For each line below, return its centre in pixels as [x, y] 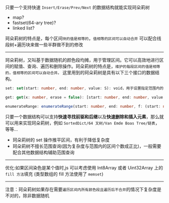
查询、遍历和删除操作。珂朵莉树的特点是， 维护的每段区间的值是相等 [94, 66]
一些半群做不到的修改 [61, 45]
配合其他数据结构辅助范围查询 [43, 152]
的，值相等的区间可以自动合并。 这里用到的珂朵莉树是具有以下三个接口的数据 [80, 72]
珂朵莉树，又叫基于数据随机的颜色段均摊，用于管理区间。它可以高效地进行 [82, 60]
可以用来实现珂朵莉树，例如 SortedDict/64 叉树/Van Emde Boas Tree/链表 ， [82, 123]
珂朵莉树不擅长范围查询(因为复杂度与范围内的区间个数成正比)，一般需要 [87, 146]
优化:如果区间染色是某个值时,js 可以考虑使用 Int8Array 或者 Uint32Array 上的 [84, 167]
